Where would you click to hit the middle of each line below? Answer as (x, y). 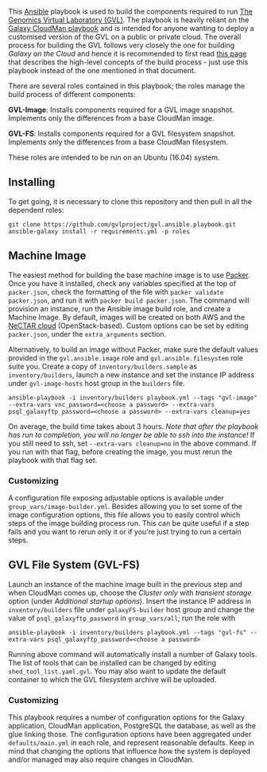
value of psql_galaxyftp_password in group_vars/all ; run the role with (122, 618)
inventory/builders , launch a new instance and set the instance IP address (132, 374)
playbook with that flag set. (53, 460)
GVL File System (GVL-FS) (74, 565)
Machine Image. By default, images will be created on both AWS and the (126, 317)
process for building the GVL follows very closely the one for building (122, 45)
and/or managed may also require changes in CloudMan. (101, 760)
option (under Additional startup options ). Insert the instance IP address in (130, 601)
